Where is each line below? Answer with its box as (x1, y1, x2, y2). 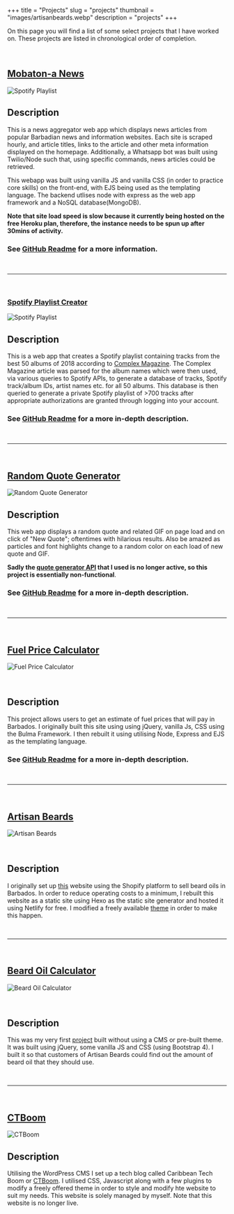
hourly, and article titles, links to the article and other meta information (7, 140, 209, 149)
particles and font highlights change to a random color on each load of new (7, 542, 224, 550)
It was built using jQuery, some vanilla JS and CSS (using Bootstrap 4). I (7, 1043, 214, 1051)
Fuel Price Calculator (7, 644, 100, 656)
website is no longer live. (7, 1199, 79, 1207)
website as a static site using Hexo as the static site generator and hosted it (7, 896, 224, 905)
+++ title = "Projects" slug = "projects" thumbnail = (7, 6, 155, 14)
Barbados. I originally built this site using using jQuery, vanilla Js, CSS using (7, 722, 225, 730)
